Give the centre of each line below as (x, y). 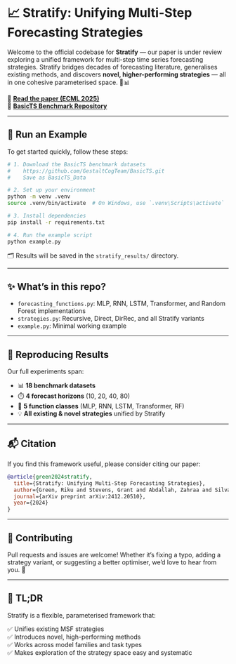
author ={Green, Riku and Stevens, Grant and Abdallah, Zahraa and (113, 490)
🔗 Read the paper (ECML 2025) (53, 98)
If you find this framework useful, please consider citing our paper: (104, 464)
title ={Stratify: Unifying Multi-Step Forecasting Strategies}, (110, 483)
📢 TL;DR (25, 598)
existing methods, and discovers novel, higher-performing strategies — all (117, 74)
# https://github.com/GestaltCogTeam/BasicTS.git (86, 171)
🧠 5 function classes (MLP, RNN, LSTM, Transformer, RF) (101, 406)
